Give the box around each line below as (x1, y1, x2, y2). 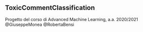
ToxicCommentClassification (5, 4, 95, 12)
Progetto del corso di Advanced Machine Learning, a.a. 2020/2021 (5, 16, 138, 22)
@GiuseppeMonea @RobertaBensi (5, 21, 74, 27)
